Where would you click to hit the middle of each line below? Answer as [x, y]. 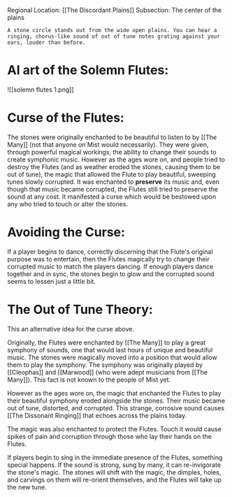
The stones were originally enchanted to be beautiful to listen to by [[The [112, 137]
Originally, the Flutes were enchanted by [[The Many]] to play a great [107, 343]
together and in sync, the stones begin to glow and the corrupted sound [111, 274]
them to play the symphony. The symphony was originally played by [105, 365]
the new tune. [27, 487]
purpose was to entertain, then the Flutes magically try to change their [109, 259]
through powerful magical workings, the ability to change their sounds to [112, 152]
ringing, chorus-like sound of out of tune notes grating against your [114, 36]
